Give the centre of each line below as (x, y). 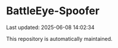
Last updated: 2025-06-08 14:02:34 (50, 27)
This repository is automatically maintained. (59, 39)
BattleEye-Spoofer (53, 11)
